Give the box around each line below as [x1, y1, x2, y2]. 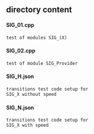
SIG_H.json [6, 73, 34, 80]
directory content [6, 5, 72, 15]
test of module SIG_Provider [6, 60, 78, 66]
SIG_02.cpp [6, 47, 35, 54]
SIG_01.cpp [6, 21, 34, 29]
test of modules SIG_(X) [6, 35, 67, 40]
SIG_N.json [6, 104, 34, 111]
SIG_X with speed [6, 122, 49, 129]
